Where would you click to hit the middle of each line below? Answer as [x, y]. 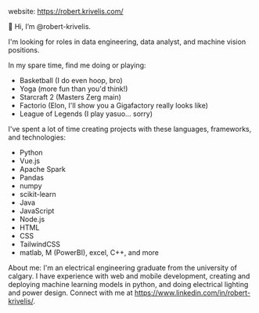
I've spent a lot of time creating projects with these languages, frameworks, [130, 129]
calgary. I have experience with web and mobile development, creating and [129, 276]
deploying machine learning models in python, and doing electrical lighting [128, 284]
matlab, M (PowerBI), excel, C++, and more [89, 253]
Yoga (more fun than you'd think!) [74, 89]
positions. [24, 50]
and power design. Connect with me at [70, 293]
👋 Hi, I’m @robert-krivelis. [50, 26]
